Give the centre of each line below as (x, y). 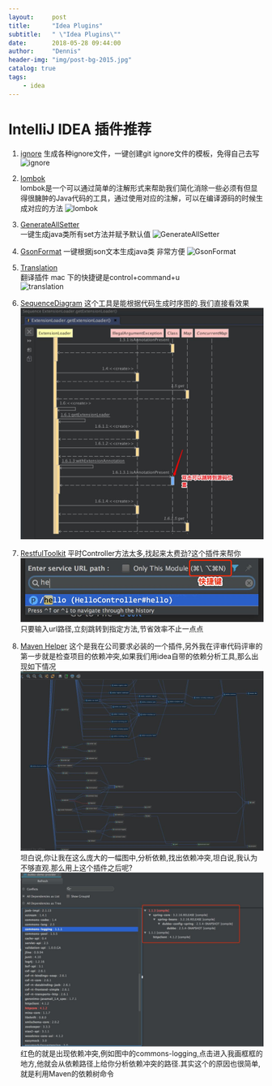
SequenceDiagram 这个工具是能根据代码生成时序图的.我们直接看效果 (134, 303)
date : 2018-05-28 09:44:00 (65, 43)
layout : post (38, 17)
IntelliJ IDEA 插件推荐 (80, 129)
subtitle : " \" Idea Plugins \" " (65, 34)
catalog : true (32, 69)
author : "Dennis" (45, 52)
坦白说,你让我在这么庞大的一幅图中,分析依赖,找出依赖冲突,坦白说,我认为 (138, 858)
